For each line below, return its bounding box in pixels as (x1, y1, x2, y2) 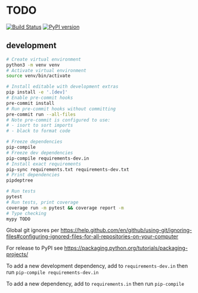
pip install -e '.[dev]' (6, 89, 68, 95)
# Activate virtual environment (6, 67, 86, 73)
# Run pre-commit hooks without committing (6, 105, 116, 112)
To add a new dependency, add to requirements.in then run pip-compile (6, 280, 185, 288)
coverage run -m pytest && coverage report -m (6, 205, 124, 211)
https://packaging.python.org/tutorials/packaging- (64, 245, 188, 252)
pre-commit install (6, 100, 55, 106)
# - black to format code (6, 128, 70, 134)
